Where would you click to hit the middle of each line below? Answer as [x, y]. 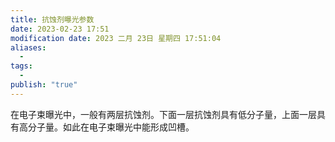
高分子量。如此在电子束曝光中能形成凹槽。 [106, 127]
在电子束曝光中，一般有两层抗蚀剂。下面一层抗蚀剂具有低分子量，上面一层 [163, 114]
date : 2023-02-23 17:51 [60, 29]
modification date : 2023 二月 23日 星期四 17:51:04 [116, 38]
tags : [21, 66]
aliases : [28, 47]
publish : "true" [44, 85]
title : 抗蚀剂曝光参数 [52, 19]
